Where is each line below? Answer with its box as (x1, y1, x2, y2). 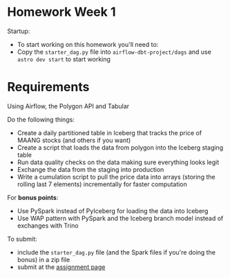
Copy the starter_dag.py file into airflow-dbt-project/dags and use (17, 48, 212, 56)
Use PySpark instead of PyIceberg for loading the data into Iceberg (17, 206, 209, 215)
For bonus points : (7, 193, 59, 201)
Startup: (7, 27, 30, 35)
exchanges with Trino (17, 221, 79, 230)
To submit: (7, 235, 37, 243)
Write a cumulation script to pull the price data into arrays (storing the (17, 172, 215, 181)
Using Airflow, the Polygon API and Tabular (7, 101, 130, 110)
